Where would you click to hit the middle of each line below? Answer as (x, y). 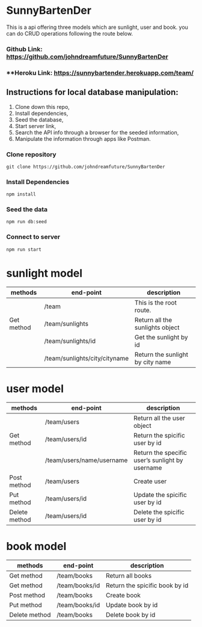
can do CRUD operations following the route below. (70, 33)
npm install (21, 194)
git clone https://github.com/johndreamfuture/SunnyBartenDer (86, 167)
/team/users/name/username (86, 460)
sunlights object (157, 327)
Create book (123, 595)
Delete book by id (130, 614)
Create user (150, 481)
